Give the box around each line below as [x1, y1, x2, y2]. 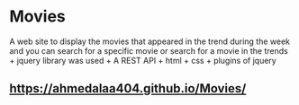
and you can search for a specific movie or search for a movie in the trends [9, 45, 288, 56]
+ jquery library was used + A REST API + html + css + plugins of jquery [9, 55, 276, 66]
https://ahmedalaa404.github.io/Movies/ [9, 81, 247, 96]
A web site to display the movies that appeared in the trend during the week [9, 36, 291, 47]
